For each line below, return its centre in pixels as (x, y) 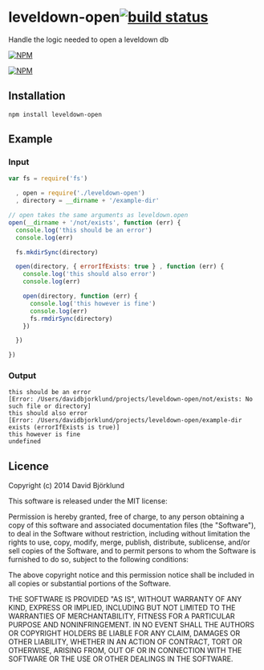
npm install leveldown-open (55, 114)
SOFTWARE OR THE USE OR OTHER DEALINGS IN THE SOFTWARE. (121, 659)
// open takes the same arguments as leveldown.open (98, 216)
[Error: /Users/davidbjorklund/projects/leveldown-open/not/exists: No (130, 399)
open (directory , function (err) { (80, 296)
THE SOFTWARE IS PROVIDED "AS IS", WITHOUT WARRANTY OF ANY (125, 599)
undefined (25, 442)
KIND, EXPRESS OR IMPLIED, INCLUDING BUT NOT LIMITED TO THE (122, 608)
